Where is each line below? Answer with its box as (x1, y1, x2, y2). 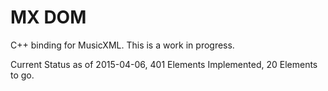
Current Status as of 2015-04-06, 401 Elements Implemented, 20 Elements (10, 58, 318, 70)
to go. (10, 69, 35, 81)
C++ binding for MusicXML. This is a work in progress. (10, 39, 235, 51)
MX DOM (10, 6, 87, 29)
